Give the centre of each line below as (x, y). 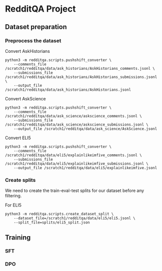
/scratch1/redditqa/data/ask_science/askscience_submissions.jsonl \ (77, 125)
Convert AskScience (25, 98)
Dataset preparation (36, 27)
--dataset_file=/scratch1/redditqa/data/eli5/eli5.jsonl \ (75, 218)
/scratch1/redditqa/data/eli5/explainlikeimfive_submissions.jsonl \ (77, 163)
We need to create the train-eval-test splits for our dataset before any (75, 191)
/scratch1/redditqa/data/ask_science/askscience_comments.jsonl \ (73, 116)
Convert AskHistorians (27, 51)
